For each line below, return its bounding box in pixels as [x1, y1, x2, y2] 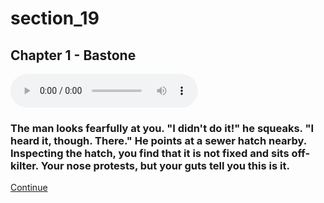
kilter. [10, 158, 39, 172]
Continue [10, 182, 48, 194]
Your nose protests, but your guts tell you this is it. [40, 158, 290, 172]
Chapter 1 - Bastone [10, 47, 137, 64]
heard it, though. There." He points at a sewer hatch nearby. [10, 133, 307, 147]
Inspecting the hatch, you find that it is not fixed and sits [10, 146, 290, 160]
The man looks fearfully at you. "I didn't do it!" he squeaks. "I [10, 121, 315, 135]
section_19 [10, 7, 100, 30]
